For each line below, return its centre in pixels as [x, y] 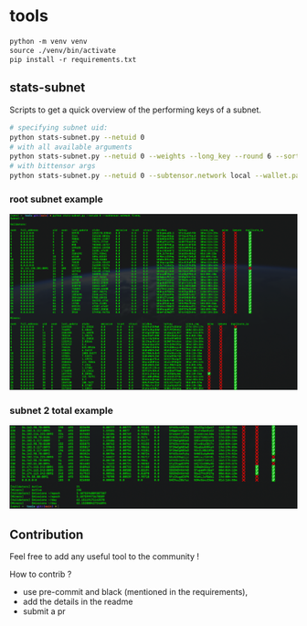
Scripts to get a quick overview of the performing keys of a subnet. [136, 110]
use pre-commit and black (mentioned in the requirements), [135, 592]
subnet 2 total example [62, 410]
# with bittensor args [53, 166]
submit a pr [44, 611]
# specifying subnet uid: [58, 127]
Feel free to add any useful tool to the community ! [104, 557]
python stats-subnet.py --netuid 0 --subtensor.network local [130, 176]
